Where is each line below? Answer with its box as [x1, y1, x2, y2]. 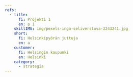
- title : [9, 12, 28, 17]
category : [14, 59, 35, 64]
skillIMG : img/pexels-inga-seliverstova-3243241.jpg [14, 26, 128, 31]
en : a [18, 41, 30, 46]
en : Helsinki [18, 54, 46, 60]
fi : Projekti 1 [18, 17, 51, 22]
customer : [14, 45, 35, 50]
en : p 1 [18, 21, 35, 27]
